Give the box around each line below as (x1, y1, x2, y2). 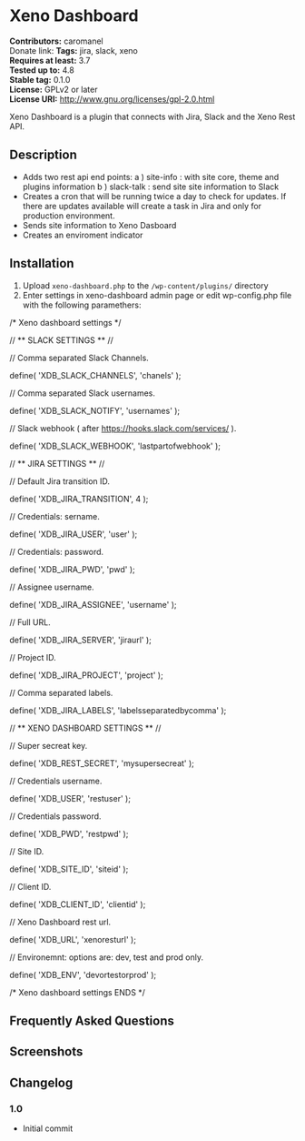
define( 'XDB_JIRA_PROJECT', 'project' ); (9, 670, 163, 681)
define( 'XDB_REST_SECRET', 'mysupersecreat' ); (9, 757, 195, 769)
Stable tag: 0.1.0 (9, 74, 71, 85)
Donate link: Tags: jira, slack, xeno (9, 45, 138, 56)
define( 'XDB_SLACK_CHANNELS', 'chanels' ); (9, 369, 182, 380)
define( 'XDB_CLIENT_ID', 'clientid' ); (9, 898, 146, 910)
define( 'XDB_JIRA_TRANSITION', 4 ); (9, 493, 149, 504)
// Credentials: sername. (9, 510, 100, 521)
